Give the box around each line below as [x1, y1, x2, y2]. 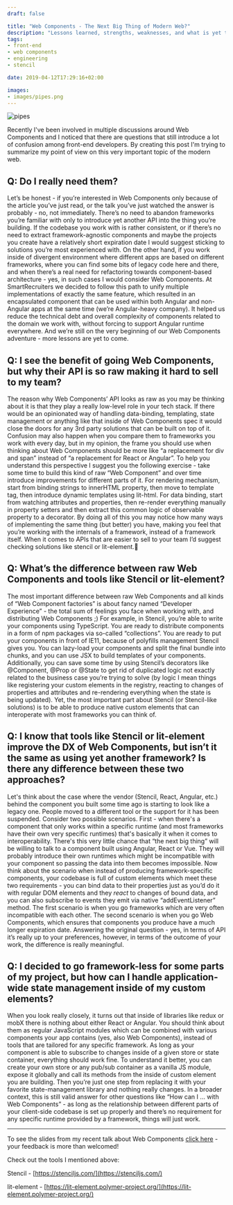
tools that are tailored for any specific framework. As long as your [7, 1041, 195, 1049]
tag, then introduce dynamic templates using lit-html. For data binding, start [7, 491, 223, 499]
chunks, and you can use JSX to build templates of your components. [7, 651, 206, 660]
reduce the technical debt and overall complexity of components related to [7, 312, 221, 321]
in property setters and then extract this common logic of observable [7, 506, 205, 513]
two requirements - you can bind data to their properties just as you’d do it [7, 881, 220, 889]
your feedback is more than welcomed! [7, 1142, 119, 1151]
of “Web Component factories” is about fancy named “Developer [7, 599, 193, 607]
